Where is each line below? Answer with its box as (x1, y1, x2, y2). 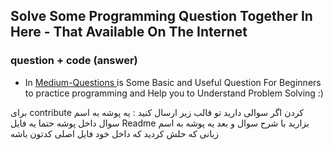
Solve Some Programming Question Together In (10, 8, 313, 25)
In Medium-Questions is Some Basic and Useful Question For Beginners (24, 76, 322, 88)
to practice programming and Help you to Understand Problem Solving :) (24, 87, 324, 99)
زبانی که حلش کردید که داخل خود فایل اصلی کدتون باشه (10, 127, 220, 139)
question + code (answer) (10, 54, 138, 68)
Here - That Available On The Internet (10, 24, 248, 41)
